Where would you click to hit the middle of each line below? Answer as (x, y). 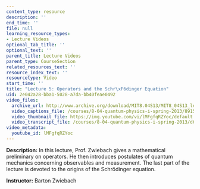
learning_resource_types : (38, 34)
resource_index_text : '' (37, 73)
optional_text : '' (29, 51)
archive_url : (28, 105)
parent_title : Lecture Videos (44, 56)
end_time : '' (22, 23)
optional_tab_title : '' (36, 45)
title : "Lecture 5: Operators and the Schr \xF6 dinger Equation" (87, 89)
